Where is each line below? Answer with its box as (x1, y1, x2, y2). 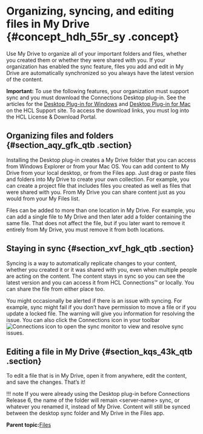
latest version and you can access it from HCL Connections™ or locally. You (6, 278, 195, 286)
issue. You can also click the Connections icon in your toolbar (6, 316, 160, 323)
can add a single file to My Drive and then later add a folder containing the (6, 213, 192, 220)
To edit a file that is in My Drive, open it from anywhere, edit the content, (6, 372, 187, 380)
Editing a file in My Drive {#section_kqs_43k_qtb (6, 346, 193, 357)
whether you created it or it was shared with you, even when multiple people (6, 266, 198, 273)
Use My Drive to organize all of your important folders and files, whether (6, 50, 187, 57)
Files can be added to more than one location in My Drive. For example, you (6, 206, 195, 214)
